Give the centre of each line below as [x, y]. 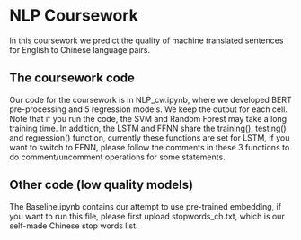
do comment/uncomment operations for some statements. [118, 157]
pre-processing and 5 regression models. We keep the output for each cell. [148, 109]
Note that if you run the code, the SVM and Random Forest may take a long [148, 118]
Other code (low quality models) [102, 185]
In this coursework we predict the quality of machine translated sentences [146, 40]
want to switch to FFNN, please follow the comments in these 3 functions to [150, 147]
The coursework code [72, 78]
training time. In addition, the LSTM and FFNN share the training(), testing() [148, 128]
